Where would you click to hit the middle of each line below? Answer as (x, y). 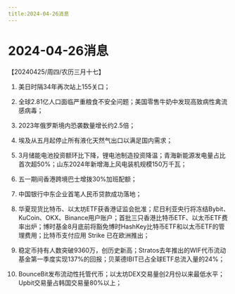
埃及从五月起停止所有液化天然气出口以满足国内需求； (95, 140)
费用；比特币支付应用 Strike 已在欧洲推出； (87, 235)
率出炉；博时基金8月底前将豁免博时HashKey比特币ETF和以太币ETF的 (118, 226)
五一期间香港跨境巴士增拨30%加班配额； (78, 179)
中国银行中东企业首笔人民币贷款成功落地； (80, 193)
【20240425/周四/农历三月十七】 (56, 72)
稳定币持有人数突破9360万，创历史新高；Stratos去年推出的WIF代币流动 (122, 250)
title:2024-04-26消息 (39, 14)
